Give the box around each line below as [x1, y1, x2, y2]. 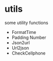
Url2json [11, 45, 29, 51]
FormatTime [11, 29, 36, 35]
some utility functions [4, 20, 49, 26]
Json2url [11, 39, 30, 45]
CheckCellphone [11, 50, 46, 56]
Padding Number [11, 34, 47, 40]
